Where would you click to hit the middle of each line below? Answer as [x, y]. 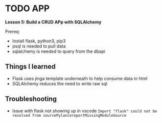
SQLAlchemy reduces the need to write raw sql [60, 83]
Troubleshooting [31, 99]
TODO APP [27, 9]
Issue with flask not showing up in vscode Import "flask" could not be [85, 111]
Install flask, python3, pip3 [39, 41]
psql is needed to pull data [39, 46]
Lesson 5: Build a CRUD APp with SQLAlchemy [53, 22]
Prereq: [12, 31]
